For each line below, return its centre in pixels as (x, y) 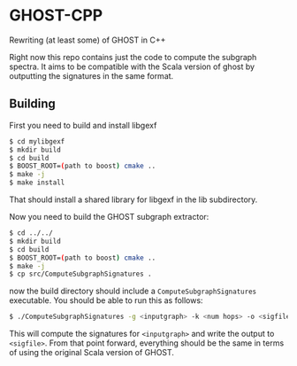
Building (32, 104)
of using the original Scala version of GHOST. (92, 353)
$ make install (37, 183)
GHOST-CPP (56, 16)
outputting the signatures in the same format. (91, 75)
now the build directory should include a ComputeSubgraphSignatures (133, 291)
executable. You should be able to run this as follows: (106, 300)
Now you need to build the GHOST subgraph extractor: (109, 217)
